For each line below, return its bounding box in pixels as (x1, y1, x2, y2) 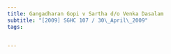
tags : (7, 23, 23, 30)
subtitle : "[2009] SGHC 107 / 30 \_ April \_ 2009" (7, 17, 149, 24)
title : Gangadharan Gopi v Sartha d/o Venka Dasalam (7, 10, 164, 18)
